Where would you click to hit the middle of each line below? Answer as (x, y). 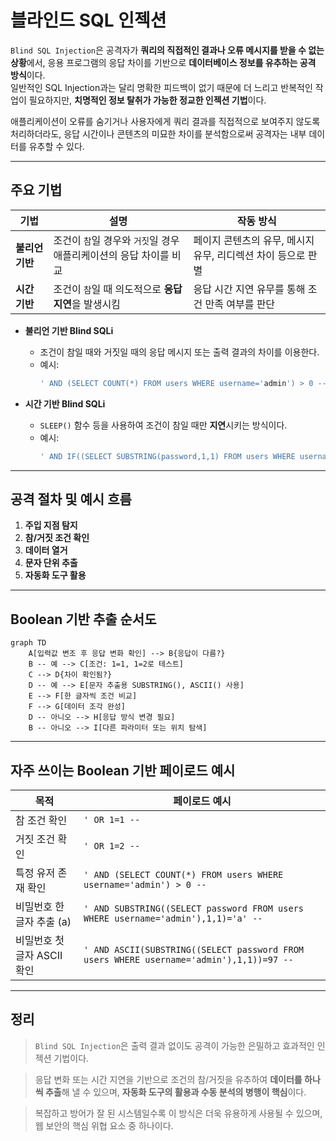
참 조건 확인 (41, 820)
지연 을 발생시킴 (87, 304)
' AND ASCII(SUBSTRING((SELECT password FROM (193, 949)
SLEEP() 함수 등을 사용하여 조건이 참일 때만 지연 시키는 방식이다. (163, 425)
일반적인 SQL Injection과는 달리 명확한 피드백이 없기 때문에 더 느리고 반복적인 (161, 87)
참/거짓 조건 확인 (57, 538)
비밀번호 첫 (40, 940)
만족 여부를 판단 (240, 304)
